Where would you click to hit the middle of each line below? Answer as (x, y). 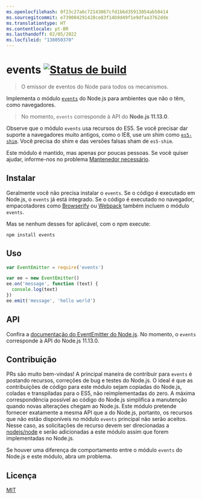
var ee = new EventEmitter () (43, 278)
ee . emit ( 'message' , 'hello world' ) (51, 301)
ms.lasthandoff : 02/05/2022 (42, 34)
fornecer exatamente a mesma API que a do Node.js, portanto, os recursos (99, 413)
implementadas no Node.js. (40, 439)
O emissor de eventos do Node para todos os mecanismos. (95, 86)
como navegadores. (31, 105)
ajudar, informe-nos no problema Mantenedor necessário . (78, 159)
